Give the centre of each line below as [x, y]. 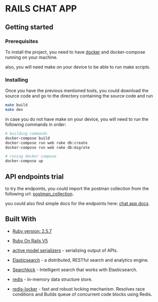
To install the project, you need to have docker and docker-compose [75, 52]
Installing [17, 80]
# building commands [27, 133]
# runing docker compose [31, 156]
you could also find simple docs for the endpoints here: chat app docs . [78, 203]
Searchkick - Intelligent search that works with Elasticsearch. [75, 270]
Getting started [29, 27]
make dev [14, 110]
